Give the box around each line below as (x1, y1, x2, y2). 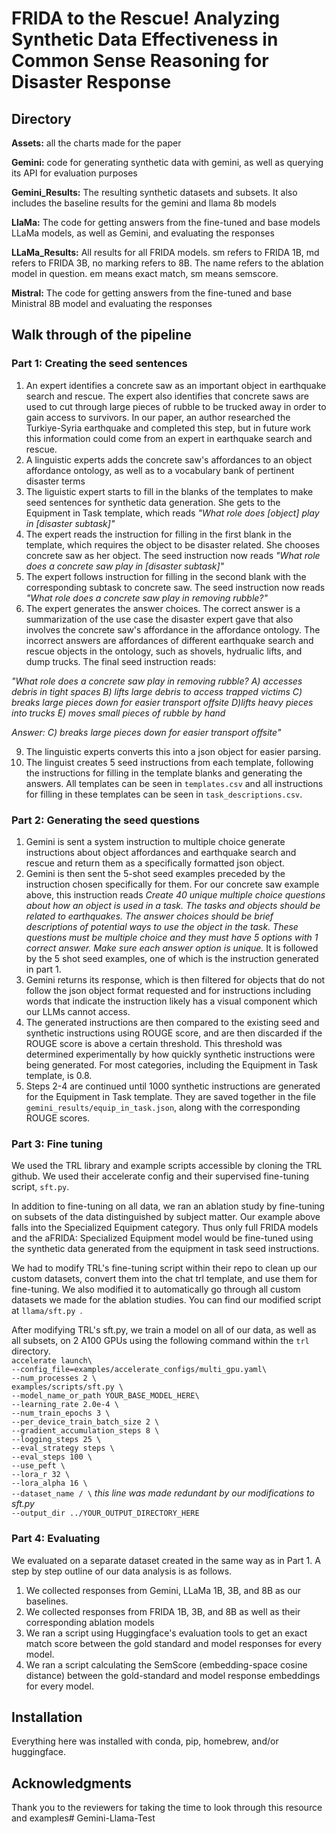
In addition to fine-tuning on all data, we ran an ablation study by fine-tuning (11, 1200, 326, 1212)
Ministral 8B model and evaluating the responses (11, 298, 213, 309)
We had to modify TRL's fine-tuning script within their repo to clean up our (11, 1262, 318, 1274)
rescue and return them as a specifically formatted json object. (25, 857, 286, 869)
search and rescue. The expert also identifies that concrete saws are (25, 390, 310, 402)
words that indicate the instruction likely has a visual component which (25, 995, 318, 1007)
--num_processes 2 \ (11, 1373, 98, 1384)
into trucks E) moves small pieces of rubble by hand (11, 707, 226, 719)
